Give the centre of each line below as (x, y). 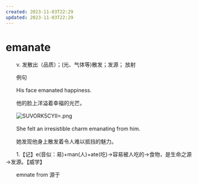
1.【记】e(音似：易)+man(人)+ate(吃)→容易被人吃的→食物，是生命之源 (104, 154)
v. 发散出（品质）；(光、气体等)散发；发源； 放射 (76, 65)
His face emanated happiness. (54, 90)
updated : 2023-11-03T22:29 (40, 17)
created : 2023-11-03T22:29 (40, 12)
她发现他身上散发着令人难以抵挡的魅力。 (66, 142)
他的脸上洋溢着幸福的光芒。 (50, 103)
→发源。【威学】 (26, 162)
